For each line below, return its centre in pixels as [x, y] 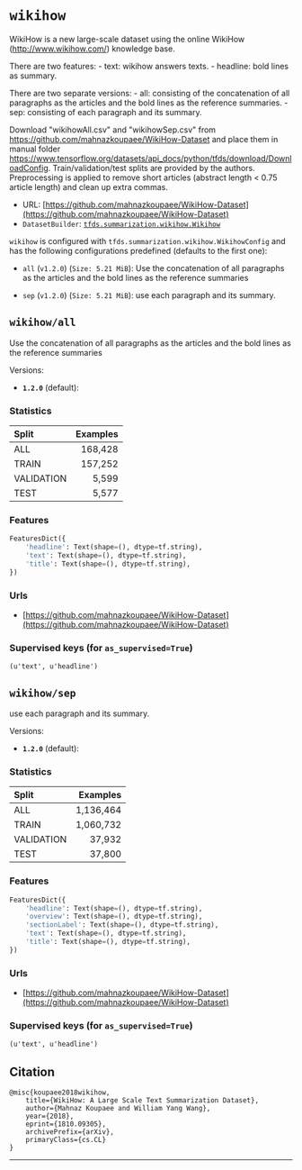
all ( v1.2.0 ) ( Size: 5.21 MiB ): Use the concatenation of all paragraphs [153, 268]
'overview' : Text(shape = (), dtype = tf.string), [114, 917]
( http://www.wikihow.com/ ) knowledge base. [92, 49]
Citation [32, 1071]
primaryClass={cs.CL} [66, 1140]
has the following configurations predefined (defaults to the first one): [138, 250]
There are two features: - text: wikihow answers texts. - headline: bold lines [149, 66]
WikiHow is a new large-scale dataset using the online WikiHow [127, 39]
